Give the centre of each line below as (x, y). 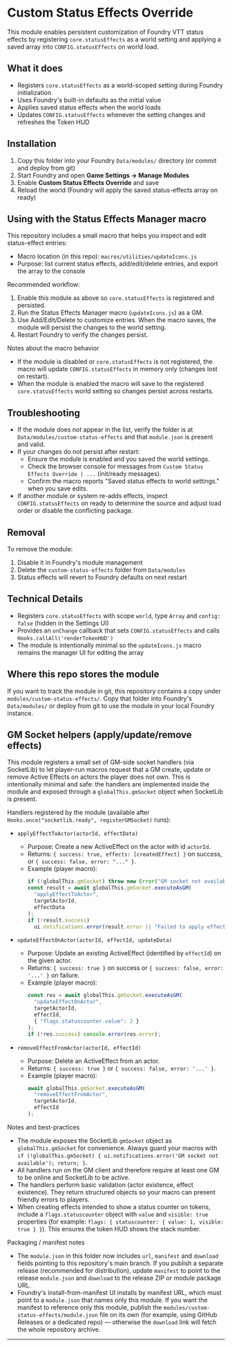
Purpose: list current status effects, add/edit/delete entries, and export (118, 264)
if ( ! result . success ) (58, 920)
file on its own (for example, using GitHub (158, 1314)
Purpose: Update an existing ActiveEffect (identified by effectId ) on (124, 953)
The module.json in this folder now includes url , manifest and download (118, 1256)
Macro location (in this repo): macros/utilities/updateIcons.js (107, 256)
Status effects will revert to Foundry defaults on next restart (102, 577)
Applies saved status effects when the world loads (89, 107)
